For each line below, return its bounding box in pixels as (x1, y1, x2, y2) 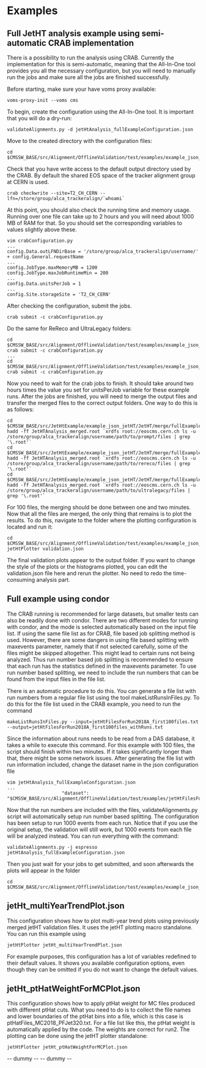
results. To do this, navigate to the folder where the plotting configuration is (7, 517, 197, 524)
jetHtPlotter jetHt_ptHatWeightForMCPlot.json (7, 1044, 128, 1050)
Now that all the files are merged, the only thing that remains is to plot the (7, 510, 192, 517)
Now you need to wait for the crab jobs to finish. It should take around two (7, 380, 194, 387)
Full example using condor (7, 594, 109, 605)
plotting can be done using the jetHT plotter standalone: (7, 1032, 148, 1040)
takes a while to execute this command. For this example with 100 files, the (7, 741, 195, 749)
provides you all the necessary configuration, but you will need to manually (7, 67, 196, 74)
